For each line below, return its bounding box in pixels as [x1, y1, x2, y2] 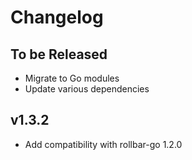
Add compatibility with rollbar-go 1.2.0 [24, 138, 183, 150]
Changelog [10, 6, 104, 29]
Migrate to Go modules [24, 72, 120, 84]
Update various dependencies [24, 83, 150, 95]
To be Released [10, 46, 108, 63]
